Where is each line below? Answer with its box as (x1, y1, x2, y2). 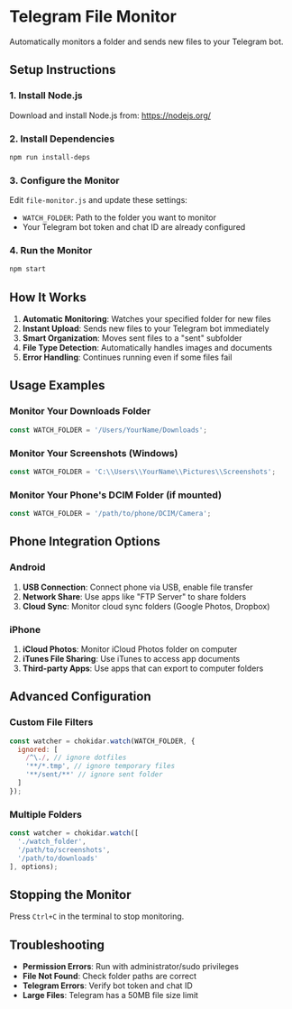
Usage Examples (9, 378, 105, 393)
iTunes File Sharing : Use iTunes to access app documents (22, 653, 241, 664)
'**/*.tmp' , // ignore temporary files (25, 762, 176, 771)
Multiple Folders (9, 808, 83, 821)
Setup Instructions (9, 62, 116, 78)
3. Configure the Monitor (9, 174, 120, 187)
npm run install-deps (9, 152, 91, 161)
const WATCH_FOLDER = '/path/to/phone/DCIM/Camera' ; (9, 509, 212, 518)
